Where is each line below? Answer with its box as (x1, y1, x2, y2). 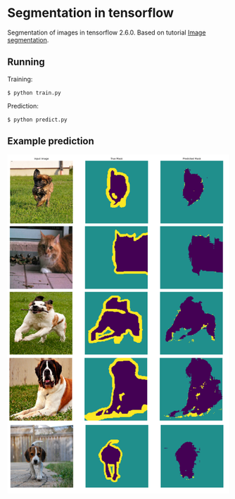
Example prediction (7, 135, 95, 147)
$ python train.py (7, 89, 61, 96)
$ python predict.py (7, 116, 68, 123)
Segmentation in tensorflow (7, 5, 174, 21)
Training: (7, 75, 33, 83)
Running (7, 56, 46, 68)
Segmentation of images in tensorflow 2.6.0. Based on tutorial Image (7, 28, 206, 37)
